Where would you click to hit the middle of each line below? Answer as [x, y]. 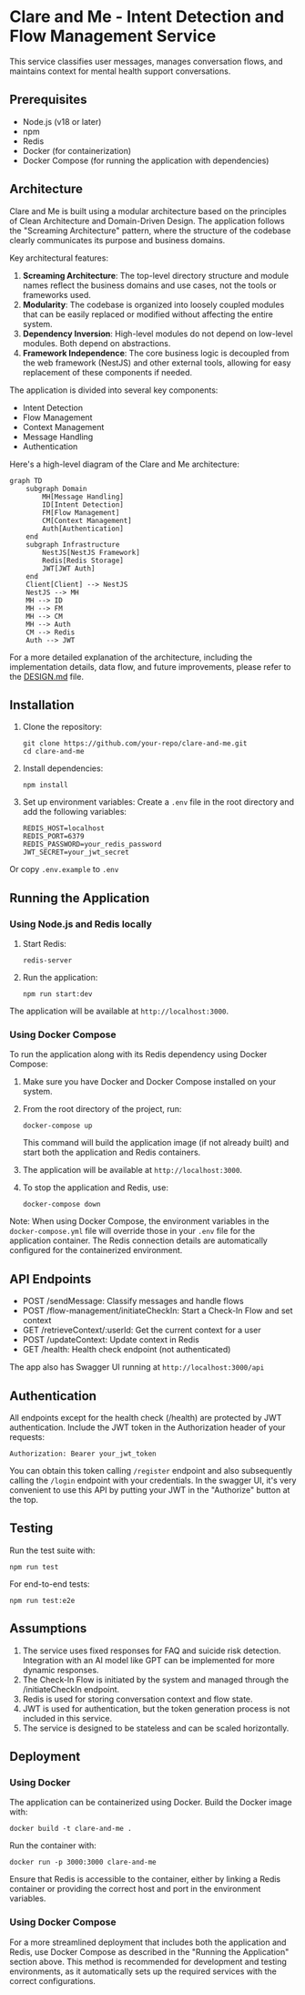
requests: [27, 1436]
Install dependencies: [63, 768]
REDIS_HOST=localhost [63, 828]
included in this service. [67, 1718]
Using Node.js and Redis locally [81, 924]
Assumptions [48, 1629]
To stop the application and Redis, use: [95, 1188]
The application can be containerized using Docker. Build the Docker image [151, 1803]
